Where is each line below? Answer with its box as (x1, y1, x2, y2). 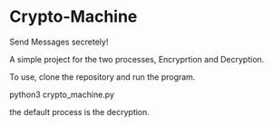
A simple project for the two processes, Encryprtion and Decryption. (9, 53, 265, 64)
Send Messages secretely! (9, 36, 109, 47)
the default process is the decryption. (9, 106, 150, 117)
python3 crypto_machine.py (9, 89, 115, 100)
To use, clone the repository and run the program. (9, 71, 196, 82)
